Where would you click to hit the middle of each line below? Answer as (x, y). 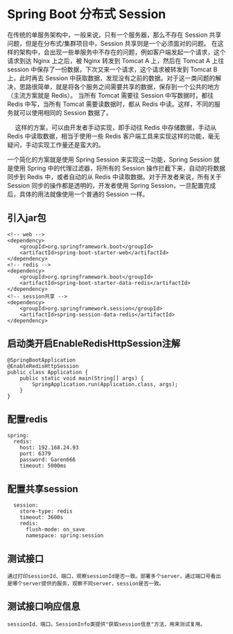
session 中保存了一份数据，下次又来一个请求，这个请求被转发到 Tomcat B (112, 69)
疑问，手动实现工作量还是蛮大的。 (56, 144)
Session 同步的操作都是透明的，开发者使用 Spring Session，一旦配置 (105, 185)
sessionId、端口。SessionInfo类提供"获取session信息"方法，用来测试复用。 (106, 624)
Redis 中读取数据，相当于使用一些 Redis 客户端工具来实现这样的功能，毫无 (114, 136)
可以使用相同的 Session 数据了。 (66, 112)
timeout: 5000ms (43, 466)
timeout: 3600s (42, 518)
